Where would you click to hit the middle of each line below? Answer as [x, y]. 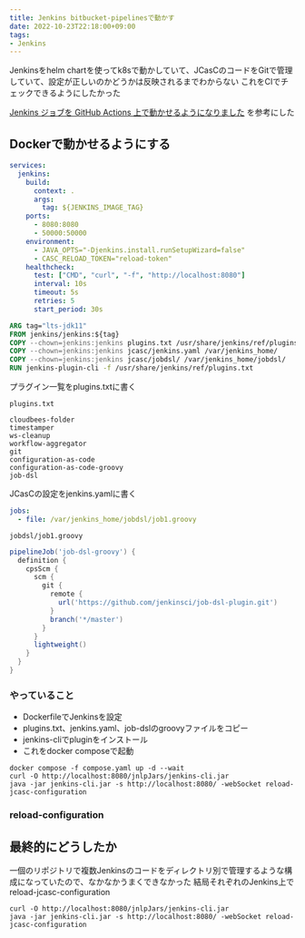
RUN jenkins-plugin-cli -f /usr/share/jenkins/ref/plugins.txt [132, 368]
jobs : [20, 511]
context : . [54, 191]
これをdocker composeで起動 [78, 751]
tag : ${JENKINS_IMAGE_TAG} [93, 208]
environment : [50, 241]
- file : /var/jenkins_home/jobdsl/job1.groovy [107, 519]
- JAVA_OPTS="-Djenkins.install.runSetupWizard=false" [139, 250]
